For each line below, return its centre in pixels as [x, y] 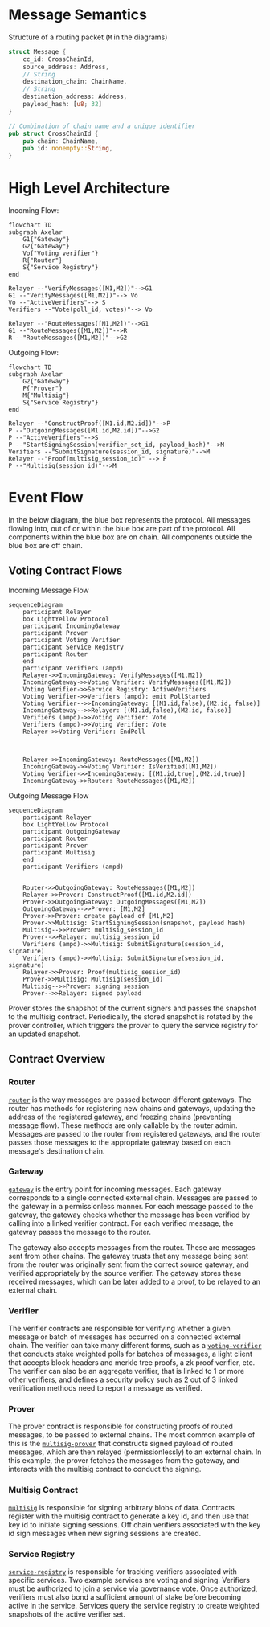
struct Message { [37, 51]
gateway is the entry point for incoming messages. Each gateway [115, 1189]
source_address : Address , [66, 67]
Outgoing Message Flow [49, 795]
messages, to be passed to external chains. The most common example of [132, 1435]
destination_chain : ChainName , [75, 82]
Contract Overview [57, 1059]
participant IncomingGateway [72, 626]
